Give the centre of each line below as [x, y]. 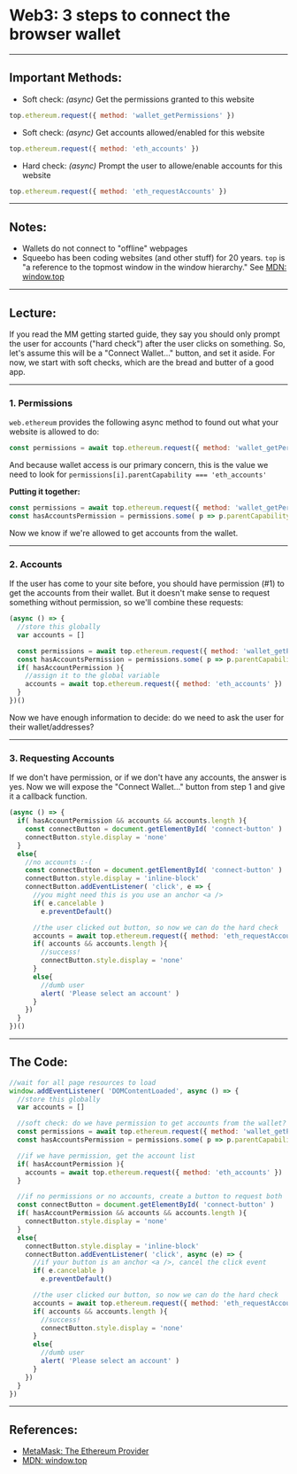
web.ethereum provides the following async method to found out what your [144, 423]
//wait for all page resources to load [83, 1082]
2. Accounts [36, 564]
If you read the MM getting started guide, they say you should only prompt [145, 334]
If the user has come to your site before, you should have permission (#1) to [147, 584]
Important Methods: [65, 78]
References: [43, 1429]
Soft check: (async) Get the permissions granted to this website [138, 99]
